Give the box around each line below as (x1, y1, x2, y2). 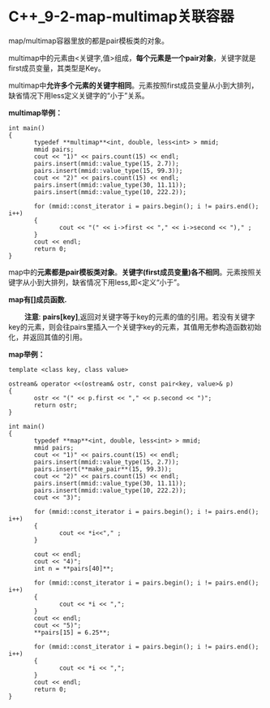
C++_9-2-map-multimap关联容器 (8, 7, 235, 26)
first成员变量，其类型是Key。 (8, 63, 105, 73)
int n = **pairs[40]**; (33, 564, 114, 572)
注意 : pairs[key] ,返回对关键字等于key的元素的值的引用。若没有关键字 (24, 312, 255, 322)
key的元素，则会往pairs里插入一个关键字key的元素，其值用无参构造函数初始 (8, 322, 262, 331)
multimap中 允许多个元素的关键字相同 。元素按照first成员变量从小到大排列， (8, 80, 259, 90)
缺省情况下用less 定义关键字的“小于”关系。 (8, 90, 149, 100)
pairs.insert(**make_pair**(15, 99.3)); (33, 464, 173, 473)
